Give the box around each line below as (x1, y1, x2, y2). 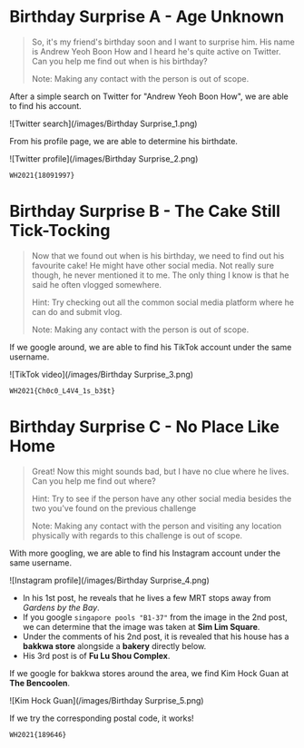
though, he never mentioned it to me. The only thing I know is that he (31, 270, 289, 280)
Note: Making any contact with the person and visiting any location (31, 520, 282, 531)
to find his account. (9, 100, 82, 111)
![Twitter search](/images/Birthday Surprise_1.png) (9, 118, 198, 129)
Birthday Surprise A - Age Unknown (9, 6, 285, 27)
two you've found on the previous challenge (31, 502, 197, 514)
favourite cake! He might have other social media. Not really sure (31, 260, 275, 271)
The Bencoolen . (9, 677, 71, 688)
